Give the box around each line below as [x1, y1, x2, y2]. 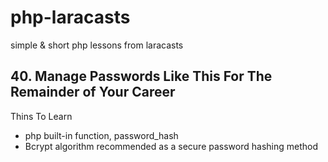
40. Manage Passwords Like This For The [10, 68, 273, 85]
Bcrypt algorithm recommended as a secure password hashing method [24, 140, 318, 152]
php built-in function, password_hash [24, 129, 179, 141]
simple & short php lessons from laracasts [10, 39, 184, 51]
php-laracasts [10, 6, 131, 29]
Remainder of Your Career [10, 84, 176, 101]
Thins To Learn [10, 110, 73, 122]
